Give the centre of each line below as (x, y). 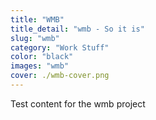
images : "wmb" (40, 66)
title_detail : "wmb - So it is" (77, 29)
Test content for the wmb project (78, 103)
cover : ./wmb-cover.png (60, 76)
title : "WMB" (37, 19)
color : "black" (42, 57)
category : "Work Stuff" (60, 47)
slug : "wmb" (35, 38)
